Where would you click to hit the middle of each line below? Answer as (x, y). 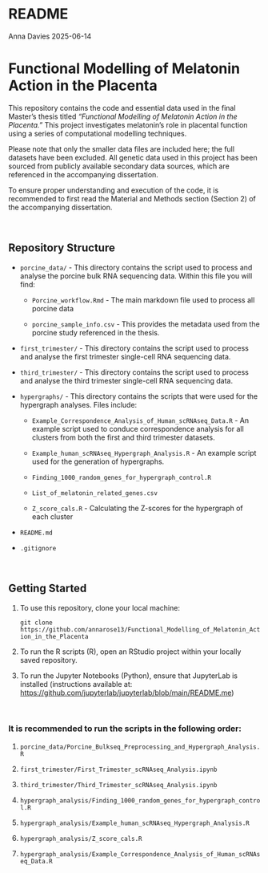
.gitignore (38, 548)
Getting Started (48, 589)
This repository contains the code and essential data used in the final (122, 108)
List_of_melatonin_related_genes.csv (95, 493)
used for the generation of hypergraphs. (98, 461)
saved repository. (48, 660)
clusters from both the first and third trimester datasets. (123, 437)
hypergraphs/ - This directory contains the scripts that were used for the (139, 396)
